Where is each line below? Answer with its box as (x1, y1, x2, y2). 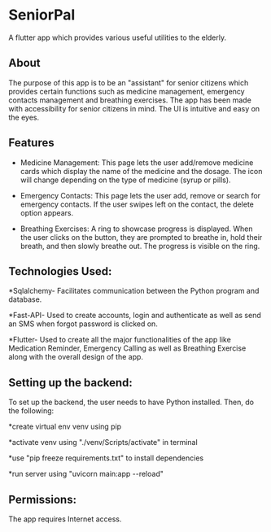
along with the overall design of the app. (8, 352, 144, 362)
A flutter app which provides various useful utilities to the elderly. (8, 33, 226, 42)
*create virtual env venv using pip (8, 421, 122, 432)
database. (8, 294, 42, 304)
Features (8, 136, 55, 150)
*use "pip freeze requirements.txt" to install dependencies (8, 453, 204, 463)
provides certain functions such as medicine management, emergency (8, 86, 246, 96)
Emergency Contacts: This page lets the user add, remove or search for (20, 190, 261, 200)
